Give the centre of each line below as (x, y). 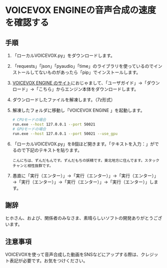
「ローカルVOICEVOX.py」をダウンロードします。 (64, 56)
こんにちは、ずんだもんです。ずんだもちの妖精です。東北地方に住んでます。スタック (86, 160)
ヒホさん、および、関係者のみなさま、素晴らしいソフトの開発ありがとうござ (84, 218)
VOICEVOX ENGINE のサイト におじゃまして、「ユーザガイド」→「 (80, 83)
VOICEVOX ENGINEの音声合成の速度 (81, 10)
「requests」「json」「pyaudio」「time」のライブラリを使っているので (83, 66)
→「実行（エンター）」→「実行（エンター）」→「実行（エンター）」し (83, 182)
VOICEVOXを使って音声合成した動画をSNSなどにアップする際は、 (73, 255)
